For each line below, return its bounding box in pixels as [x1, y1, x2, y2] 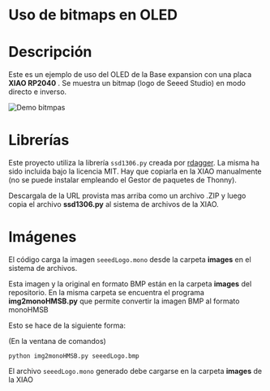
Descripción [8, 43, 92, 62]
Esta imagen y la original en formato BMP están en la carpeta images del [8, 279, 252, 289]
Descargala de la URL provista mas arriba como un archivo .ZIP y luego [8, 191, 246, 200]
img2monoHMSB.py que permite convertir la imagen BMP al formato [8, 296, 240, 306]
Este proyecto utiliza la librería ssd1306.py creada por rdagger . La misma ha [8, 158, 259, 168]
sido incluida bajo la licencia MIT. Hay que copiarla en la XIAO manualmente [8, 166, 262, 176]
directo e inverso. [8, 87, 67, 97]
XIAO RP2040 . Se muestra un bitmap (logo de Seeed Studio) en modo [8, 79, 246, 88]
